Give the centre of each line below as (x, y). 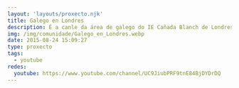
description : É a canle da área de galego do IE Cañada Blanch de (108, 27)
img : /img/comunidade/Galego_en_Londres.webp (76, 34)
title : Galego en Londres (46, 21)
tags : (15, 54)
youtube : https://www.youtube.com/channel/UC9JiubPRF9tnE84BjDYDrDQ (117, 73)
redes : (17, 67)
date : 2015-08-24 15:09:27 (47, 40)
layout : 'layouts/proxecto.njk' (55, 14)
